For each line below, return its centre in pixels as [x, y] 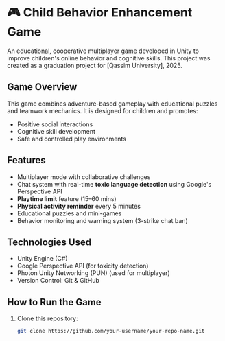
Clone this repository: [47, 318]
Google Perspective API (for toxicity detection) [83, 266]
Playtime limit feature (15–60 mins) [67, 198]
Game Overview [42, 87]
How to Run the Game [54, 302]
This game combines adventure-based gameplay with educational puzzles [113, 104]
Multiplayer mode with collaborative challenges [84, 177]
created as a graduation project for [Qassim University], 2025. [95, 65]
